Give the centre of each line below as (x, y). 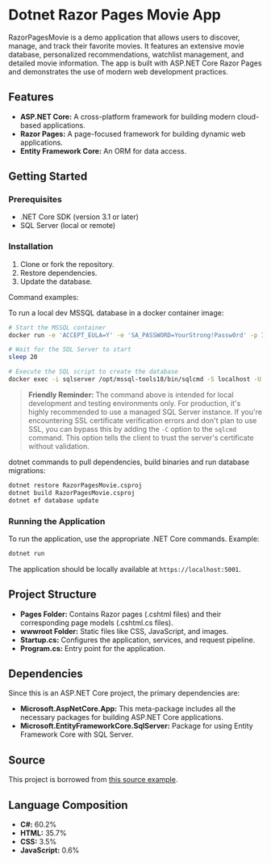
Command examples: (44, 297)
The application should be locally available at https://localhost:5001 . (125, 569)
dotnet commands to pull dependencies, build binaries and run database (129, 462)
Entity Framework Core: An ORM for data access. (103, 150)
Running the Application (57, 521)
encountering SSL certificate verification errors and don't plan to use (142, 420)
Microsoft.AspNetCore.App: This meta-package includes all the (128, 709)
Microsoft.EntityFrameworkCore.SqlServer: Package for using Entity (136, 726)
